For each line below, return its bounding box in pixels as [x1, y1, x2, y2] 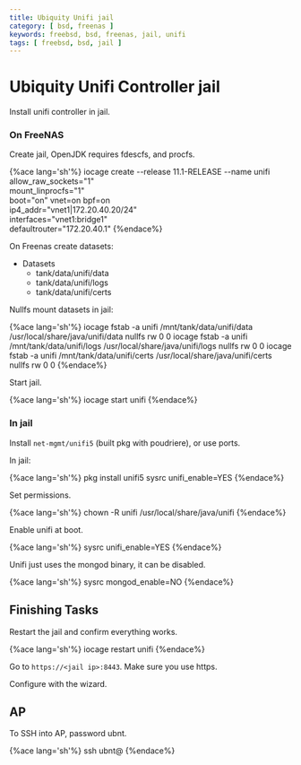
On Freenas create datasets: [9, 241, 114, 252]
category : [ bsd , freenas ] [9, 22, 115, 30]
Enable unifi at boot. [9, 524, 83, 535]
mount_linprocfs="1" [9, 186, 85, 196]
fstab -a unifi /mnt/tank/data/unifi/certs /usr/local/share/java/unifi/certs [9, 351, 272, 361]
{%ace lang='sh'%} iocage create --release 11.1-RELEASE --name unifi [9, 167, 271, 178]
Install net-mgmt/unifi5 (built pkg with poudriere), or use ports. [9, 437, 241, 448]
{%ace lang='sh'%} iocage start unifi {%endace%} [9, 395, 199, 405]
